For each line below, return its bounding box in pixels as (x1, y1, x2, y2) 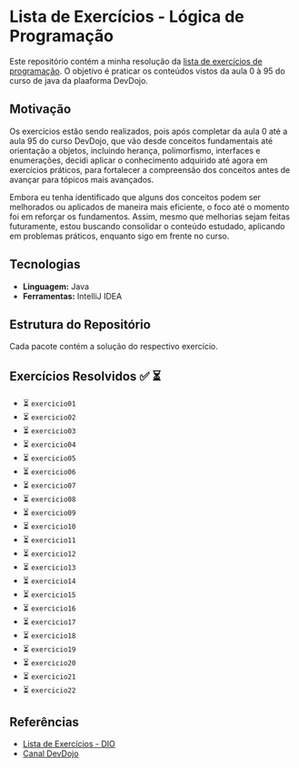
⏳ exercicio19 (22, 643, 76, 654)
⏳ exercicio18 (22, 630, 76, 641)
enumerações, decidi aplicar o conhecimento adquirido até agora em (9, 155, 268, 166)
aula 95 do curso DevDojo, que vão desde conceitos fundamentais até (9, 135, 274, 147)
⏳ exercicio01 (22, 398, 76, 409)
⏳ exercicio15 (22, 589, 76, 600)
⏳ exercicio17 (22, 616, 76, 627)
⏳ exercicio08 (22, 493, 76, 504)
